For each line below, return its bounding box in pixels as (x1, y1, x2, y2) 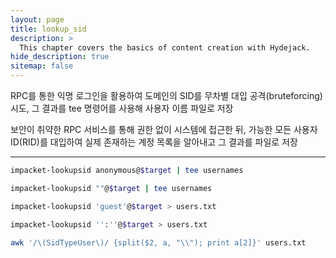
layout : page (10, 14, 65, 25)
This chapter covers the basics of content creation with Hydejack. (19, 42, 311, 53)
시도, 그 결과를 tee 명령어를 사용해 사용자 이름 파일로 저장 (10, 102, 234, 114)
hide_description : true (10, 52, 110, 62)
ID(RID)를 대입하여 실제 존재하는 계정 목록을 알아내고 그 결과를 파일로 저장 (10, 136, 298, 148)
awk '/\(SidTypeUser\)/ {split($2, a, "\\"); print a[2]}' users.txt (10, 237, 307, 248)
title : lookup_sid (10, 24, 87, 34)
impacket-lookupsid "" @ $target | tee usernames (10, 183, 213, 193)
